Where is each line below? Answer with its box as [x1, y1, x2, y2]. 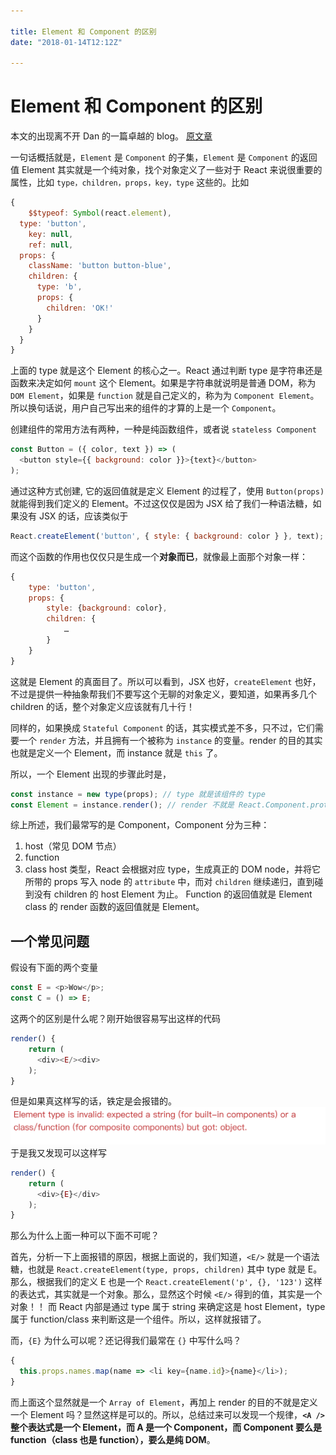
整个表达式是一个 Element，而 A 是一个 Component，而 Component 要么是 [10, 1421, 322, 1433]
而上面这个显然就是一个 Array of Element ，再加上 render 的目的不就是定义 [10, 1396, 318, 1408]
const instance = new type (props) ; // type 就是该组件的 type [10, 789, 266, 799]
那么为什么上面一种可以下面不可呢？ [10, 1230, 160, 1242]
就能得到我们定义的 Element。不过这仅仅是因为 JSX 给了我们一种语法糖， [10, 497, 313, 509]
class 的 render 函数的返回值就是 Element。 [24, 901, 205, 913]
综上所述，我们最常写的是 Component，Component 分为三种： [10, 819, 270, 831]
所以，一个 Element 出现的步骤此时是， [10, 768, 172, 780]
